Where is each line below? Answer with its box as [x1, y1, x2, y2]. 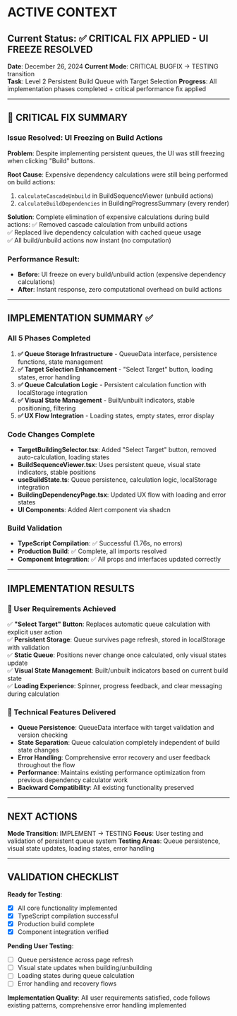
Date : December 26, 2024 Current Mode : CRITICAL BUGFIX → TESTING [7, 62, 219, 71]
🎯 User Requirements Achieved [7, 603, 116, 613]
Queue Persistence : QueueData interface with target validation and [17, 723, 214, 732]
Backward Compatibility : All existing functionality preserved [17, 784, 195, 792]
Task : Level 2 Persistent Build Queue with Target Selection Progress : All [7, 77, 217, 85]
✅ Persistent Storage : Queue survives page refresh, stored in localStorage [7, 635, 226, 644]
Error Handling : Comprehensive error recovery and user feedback [17, 753, 211, 762]
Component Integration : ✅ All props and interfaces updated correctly [17, 555, 221, 564]
